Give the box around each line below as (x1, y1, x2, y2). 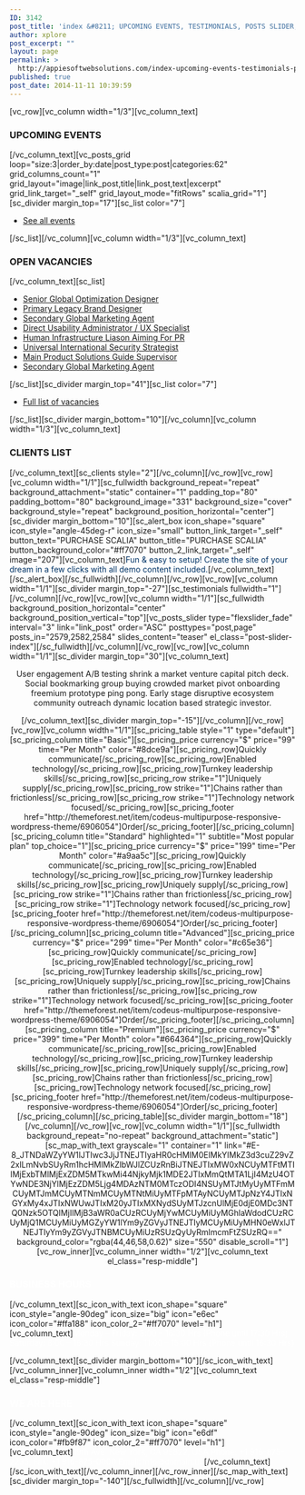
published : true (9, 73, 71, 82)
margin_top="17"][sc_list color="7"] (53, 197, 186, 208)
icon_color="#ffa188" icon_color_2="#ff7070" (9, 1318, 180, 1329)
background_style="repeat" (9, 505, 113, 516)
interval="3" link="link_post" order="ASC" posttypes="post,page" (9, 622, 257, 633)
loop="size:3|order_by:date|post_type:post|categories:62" (9, 158, 229, 169)
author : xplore (9, 30, 67, 39)
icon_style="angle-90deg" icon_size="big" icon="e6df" (9, 1428, 218, 1439)
